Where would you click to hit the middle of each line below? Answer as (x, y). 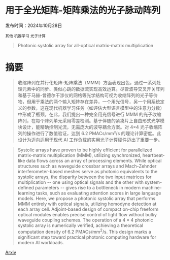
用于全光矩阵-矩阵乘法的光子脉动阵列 (83, 10)
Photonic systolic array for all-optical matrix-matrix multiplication (86, 45)
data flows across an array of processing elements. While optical (94, 160)
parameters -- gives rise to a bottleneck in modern (88, 187)
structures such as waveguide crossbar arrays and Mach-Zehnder (87, 166)
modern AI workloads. (41, 242)
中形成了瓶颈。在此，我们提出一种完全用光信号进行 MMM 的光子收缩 (89, 114)
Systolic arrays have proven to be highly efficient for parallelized (85, 150)
